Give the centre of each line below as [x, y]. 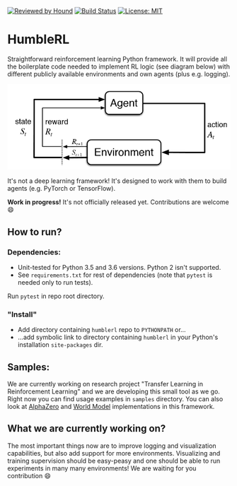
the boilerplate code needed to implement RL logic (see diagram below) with [118, 66]
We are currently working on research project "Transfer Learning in [105, 384]
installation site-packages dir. [60, 345]
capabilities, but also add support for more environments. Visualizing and [114, 453]
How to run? [35, 232]
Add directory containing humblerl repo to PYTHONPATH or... [102, 330]
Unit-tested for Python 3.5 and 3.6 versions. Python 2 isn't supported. [119, 267]
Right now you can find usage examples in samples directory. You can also [115, 399]
